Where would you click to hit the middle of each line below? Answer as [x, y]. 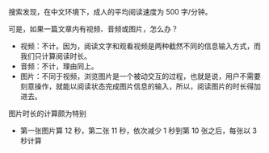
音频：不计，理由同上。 [59, 66]
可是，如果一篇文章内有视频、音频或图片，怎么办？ [93, 29]
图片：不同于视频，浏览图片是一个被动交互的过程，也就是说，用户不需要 [140, 76]
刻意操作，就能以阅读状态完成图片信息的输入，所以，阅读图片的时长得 [137, 86]
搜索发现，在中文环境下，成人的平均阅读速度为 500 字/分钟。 [110, 12]
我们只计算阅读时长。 [55, 56]
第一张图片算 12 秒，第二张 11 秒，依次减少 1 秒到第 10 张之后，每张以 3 [138, 130]
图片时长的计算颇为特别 [47, 114]
